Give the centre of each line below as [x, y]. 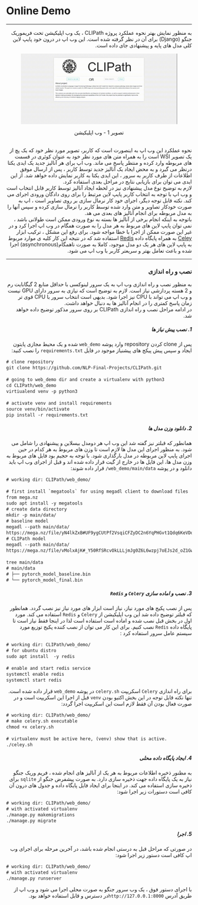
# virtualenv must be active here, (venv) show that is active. [87, 739]
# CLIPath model [26, 539]
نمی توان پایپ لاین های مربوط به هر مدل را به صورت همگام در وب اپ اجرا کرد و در [100, 225]
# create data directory [37, 509]
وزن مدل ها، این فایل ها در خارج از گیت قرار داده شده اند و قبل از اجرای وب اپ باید [100, 462]
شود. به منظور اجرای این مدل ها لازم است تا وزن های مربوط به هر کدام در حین [105, 450]
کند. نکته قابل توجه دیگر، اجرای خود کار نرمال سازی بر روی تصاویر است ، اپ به [105, 200]
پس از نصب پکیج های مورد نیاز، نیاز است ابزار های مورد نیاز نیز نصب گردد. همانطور [101, 608]
